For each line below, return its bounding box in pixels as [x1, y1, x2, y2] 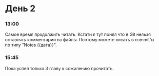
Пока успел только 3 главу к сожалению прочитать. [5, 65, 114, 71]
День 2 [5, 3, 36, 14]
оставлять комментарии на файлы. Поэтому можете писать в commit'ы [5, 37, 155, 43]
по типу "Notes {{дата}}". [5, 42, 57, 48]
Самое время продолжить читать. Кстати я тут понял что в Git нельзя [5, 31, 151, 37]
